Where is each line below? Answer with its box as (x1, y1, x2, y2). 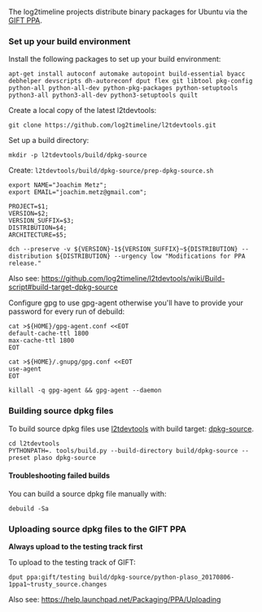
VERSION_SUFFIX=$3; (8, 217, 75, 225)
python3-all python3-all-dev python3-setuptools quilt (8, 91, 199, 100)
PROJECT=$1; (8, 202, 49, 211)
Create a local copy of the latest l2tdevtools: (8, 106, 157, 115)
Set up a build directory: (8, 136, 90, 145)
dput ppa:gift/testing (8, 573, 85, 582)
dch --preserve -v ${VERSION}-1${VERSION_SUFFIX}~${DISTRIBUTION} (8, 245, 238, 254)
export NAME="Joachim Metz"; (8, 181, 107, 189)
